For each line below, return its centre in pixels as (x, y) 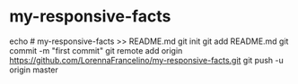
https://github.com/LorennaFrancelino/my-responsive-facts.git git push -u (147, 60)
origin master (34, 70)
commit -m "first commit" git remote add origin (96, 50)
